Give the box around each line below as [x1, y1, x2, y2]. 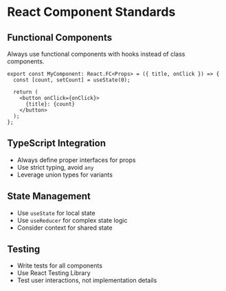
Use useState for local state [16, 208, 95, 217]
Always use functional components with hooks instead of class [7, 50, 185, 58]
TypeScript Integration [7, 137, 106, 149]
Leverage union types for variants [16, 170, 113, 179]
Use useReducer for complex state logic [16, 216, 128, 224]
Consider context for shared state [16, 223, 113, 232]
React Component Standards [7, 4, 176, 20]
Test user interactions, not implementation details [16, 277, 157, 285]
